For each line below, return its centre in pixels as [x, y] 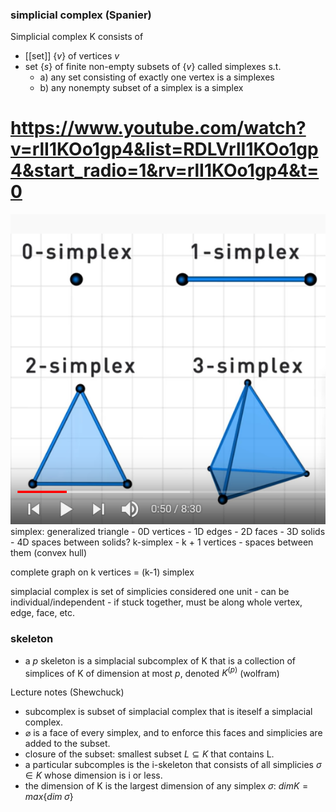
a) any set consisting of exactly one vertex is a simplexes [157, 77]
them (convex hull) [49, 553]
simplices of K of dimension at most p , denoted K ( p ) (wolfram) [152, 672]
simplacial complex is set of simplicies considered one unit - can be [150, 592]
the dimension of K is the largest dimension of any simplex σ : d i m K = [166, 786]
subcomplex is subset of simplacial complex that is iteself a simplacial [168, 712]
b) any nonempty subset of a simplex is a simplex [141, 88]
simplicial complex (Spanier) [81, 15]
